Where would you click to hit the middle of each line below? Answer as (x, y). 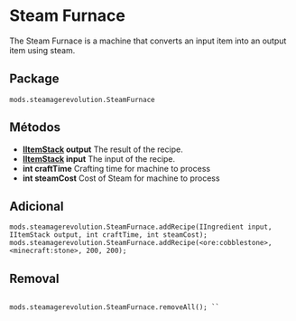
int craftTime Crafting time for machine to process (116, 168)
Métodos (35, 127)
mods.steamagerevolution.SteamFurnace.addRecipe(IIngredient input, (141, 227)
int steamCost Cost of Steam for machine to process (121, 178)
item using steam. (42, 50)
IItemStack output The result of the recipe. (102, 149)
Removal (34, 278)
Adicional (37, 206)
